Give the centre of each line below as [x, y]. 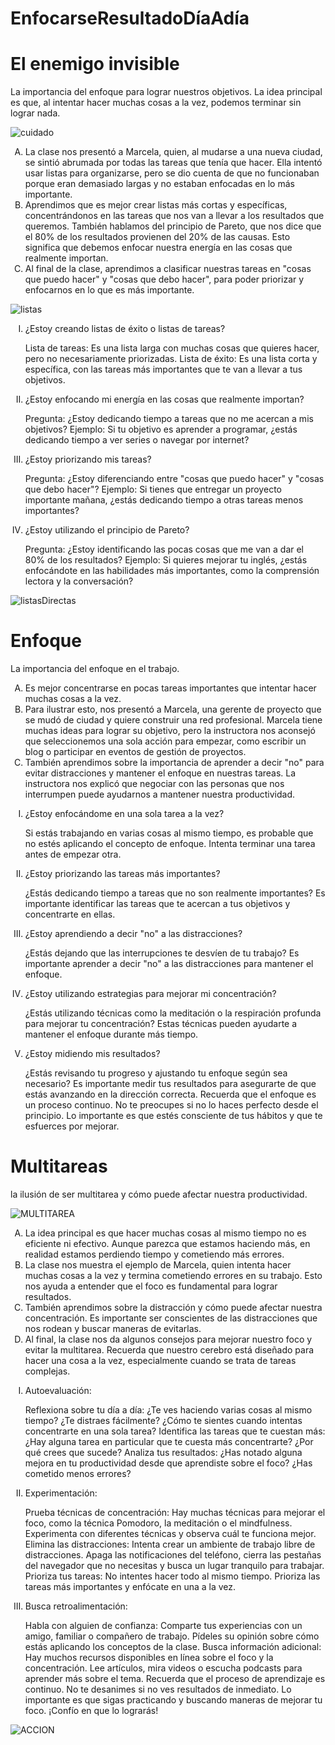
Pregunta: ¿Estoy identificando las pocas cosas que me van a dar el [164, 549]
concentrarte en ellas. [70, 914]
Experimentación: [61, 1493]
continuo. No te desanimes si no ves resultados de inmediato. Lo [158, 1689]
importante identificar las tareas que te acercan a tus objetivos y [157, 904]
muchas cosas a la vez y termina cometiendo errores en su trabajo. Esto [173, 1275]
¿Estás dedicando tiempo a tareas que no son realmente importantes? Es [175, 893]
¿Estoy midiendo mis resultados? [92, 1054]
